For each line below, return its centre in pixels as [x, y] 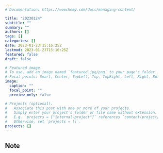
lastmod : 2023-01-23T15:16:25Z [37, 50]
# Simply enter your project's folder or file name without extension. [81, 113]
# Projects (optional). [29, 103]
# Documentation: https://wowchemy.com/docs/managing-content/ [70, 9]
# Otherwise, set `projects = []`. [43, 122]
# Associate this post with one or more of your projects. [68, 108]
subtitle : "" [18, 23]
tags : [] [14, 36]
